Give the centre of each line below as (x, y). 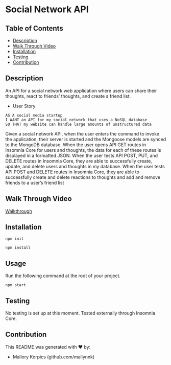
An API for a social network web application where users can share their (81, 90)
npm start (16, 285)
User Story (24, 106)
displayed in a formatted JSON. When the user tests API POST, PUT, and (82, 155)
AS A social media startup (34, 115)
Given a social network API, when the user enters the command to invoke (82, 133)
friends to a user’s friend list (35, 182)
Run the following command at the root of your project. (63, 276)
